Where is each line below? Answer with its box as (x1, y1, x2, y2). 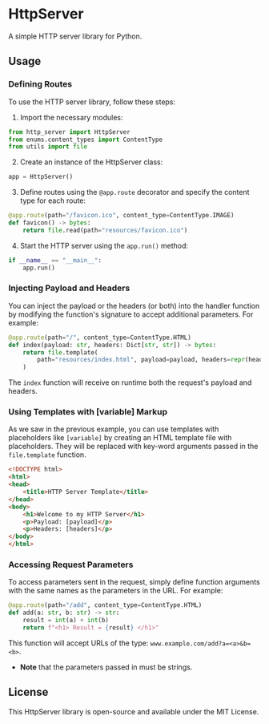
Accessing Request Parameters (8, 559, 134, 570)
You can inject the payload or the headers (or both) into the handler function (8, 301, 260, 310)
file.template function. (8, 450, 86, 459)
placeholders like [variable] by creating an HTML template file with (8, 433, 232, 443)
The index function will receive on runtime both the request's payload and (8, 378, 252, 387)
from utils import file (8, 143, 88, 151)
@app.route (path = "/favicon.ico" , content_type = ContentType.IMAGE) (8, 212, 235, 220)
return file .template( (22, 348, 98, 357)
